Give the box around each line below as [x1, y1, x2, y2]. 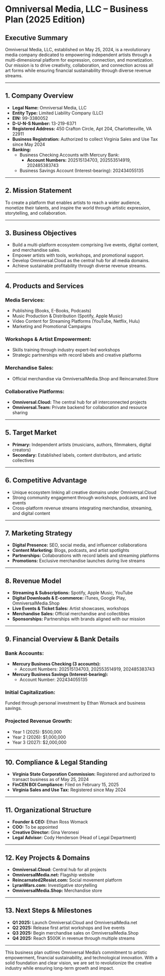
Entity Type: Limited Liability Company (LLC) [12, 110, 104, 116]
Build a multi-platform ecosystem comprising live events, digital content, [12, 242, 159, 248]
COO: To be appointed [12, 824, 58, 830]
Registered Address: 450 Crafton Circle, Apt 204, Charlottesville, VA [12, 126, 152, 132]
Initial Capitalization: [5, 689, 55, 696]
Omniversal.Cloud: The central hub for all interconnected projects [12, 399, 147, 405]
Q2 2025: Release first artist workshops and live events [12, 925, 125, 931]
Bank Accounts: [5, 649, 44, 656]
